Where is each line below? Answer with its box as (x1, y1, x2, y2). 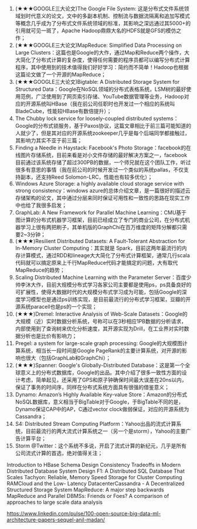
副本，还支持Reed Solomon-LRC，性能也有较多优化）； (20, 173, 153, 180)
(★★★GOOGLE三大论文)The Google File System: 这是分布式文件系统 (15, 5, 184, 12)
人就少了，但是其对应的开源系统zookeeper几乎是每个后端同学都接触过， (15, 129, 190, 136)
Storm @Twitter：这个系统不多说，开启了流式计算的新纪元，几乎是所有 (15, 442, 187, 449)
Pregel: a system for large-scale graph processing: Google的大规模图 (15, 340, 183, 347)
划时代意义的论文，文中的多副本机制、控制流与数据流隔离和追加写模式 (20, 12, 190, 19)
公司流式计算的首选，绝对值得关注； (15, 450, 103, 456)
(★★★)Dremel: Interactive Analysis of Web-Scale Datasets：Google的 (15, 310, 188, 318)
